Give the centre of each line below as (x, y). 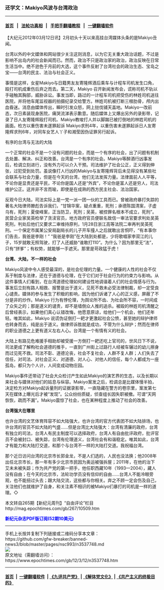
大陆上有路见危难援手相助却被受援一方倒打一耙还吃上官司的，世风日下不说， (82, 340)
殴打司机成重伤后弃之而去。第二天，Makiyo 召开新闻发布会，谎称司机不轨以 (81, 89)
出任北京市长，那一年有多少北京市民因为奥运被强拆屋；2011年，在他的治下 (80, 462)
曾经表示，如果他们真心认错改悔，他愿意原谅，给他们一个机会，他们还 (80, 312)
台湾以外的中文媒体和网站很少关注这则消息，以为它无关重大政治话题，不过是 (82, 54)
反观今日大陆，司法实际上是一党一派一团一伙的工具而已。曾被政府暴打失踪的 (82, 200)
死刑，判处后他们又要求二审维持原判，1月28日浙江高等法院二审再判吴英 (77, 224)
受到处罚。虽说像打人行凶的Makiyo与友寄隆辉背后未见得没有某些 (87, 171)
